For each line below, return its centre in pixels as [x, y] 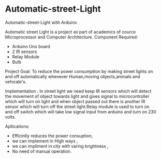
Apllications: [17, 126]
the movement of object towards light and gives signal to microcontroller [77, 96]
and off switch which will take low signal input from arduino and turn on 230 [80, 112]
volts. [10, 117]
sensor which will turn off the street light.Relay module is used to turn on [77, 106]
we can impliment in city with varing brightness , [60, 146]
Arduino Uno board [31, 46]
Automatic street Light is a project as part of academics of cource [71, 32]
